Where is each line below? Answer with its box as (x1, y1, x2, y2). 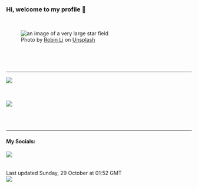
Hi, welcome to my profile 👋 (6, 5, 87, 14)
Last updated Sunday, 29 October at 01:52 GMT (6, 169, 122, 176)
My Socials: (6, 137, 36, 145)
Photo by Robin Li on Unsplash (21, 36, 95, 43)
